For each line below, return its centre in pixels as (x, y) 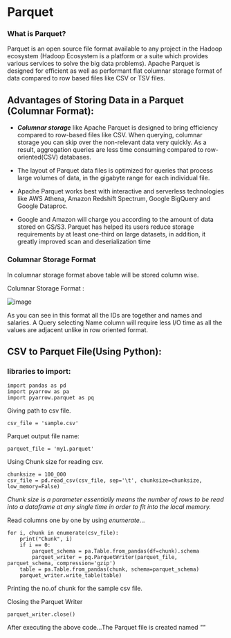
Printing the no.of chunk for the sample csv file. (75, 588)
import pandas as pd (37, 386)
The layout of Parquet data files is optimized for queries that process (115, 171)
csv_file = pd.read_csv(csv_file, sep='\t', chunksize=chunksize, (105, 481)
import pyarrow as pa (38, 392)
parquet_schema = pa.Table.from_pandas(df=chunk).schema (115, 551)
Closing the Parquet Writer (45, 602)
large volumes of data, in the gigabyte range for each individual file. (113, 178)
